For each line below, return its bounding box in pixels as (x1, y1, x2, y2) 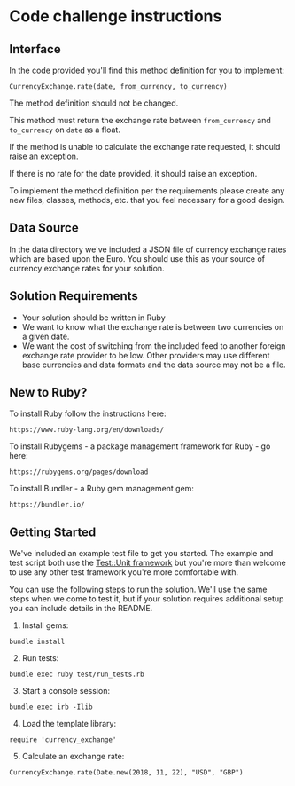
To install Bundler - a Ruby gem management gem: (9, 483, 195, 494)
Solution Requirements (9, 288, 139, 303)
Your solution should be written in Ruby (21, 312, 166, 323)
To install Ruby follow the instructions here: (9, 408, 167, 419)
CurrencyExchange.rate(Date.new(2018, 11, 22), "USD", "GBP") (9, 768, 244, 777)
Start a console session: (21, 686, 111, 696)
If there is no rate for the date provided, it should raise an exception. (9, 169, 258, 178)
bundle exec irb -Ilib (9, 703, 93, 711)
